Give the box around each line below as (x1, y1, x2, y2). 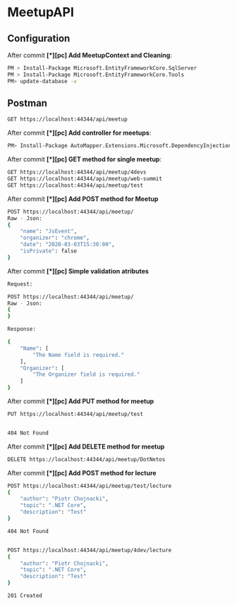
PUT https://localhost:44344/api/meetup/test (7, 410, 143, 418)
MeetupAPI (7, 4, 74, 20)
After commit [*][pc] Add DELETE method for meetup (7, 442, 165, 451)
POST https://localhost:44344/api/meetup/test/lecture (7, 482, 172, 489)
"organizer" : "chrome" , (20, 234, 90, 242)
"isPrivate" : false (20, 248, 78, 255)
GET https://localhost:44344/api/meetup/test (7, 181, 143, 189)
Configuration (7, 32, 71, 44)
